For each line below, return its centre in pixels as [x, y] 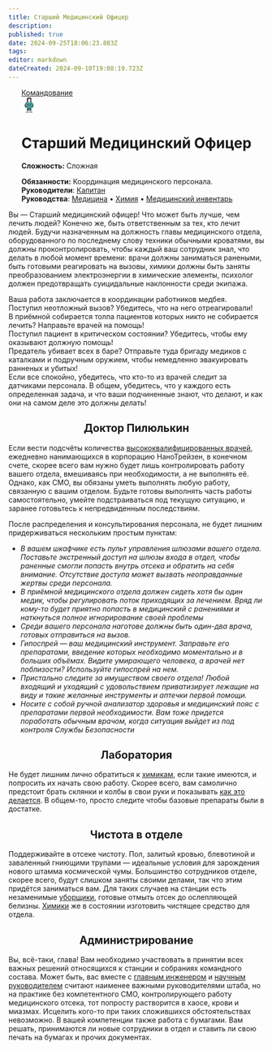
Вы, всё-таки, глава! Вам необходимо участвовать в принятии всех [126, 960]
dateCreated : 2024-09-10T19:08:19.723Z [76, 69]
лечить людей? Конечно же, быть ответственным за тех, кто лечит [125, 223]
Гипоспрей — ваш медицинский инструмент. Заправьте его [125, 643]
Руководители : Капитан [63, 190]
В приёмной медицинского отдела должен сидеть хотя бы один [132, 591]
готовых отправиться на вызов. [75, 634]
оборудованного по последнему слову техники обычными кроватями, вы [136, 240]
